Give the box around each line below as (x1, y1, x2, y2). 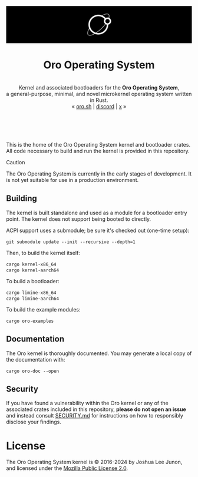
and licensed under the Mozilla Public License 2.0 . (6, 465, 128, 472)
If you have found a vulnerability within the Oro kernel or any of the (6, 400, 169, 407)
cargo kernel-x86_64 (6, 261, 57, 267)
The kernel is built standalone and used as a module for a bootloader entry (6, 209, 187, 216)
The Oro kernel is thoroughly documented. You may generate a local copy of (6, 350, 192, 357)
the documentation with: (6, 356, 65, 363)
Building (6, 194, 37, 204)
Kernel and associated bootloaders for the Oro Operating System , (18, 84, 180, 91)
